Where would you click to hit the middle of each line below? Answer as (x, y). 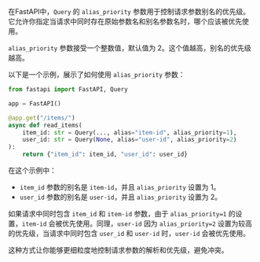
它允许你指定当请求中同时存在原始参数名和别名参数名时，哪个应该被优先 (125, 21)
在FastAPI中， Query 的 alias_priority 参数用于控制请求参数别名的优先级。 (129, 11)
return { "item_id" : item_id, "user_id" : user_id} (105, 155)
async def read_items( (45, 125)
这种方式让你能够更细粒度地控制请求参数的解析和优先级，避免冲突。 (118, 250)
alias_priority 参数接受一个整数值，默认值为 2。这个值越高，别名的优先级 (130, 48)
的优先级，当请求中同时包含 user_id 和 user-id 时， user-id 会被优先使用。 (129, 233)
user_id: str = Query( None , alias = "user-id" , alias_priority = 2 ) (130, 140)
